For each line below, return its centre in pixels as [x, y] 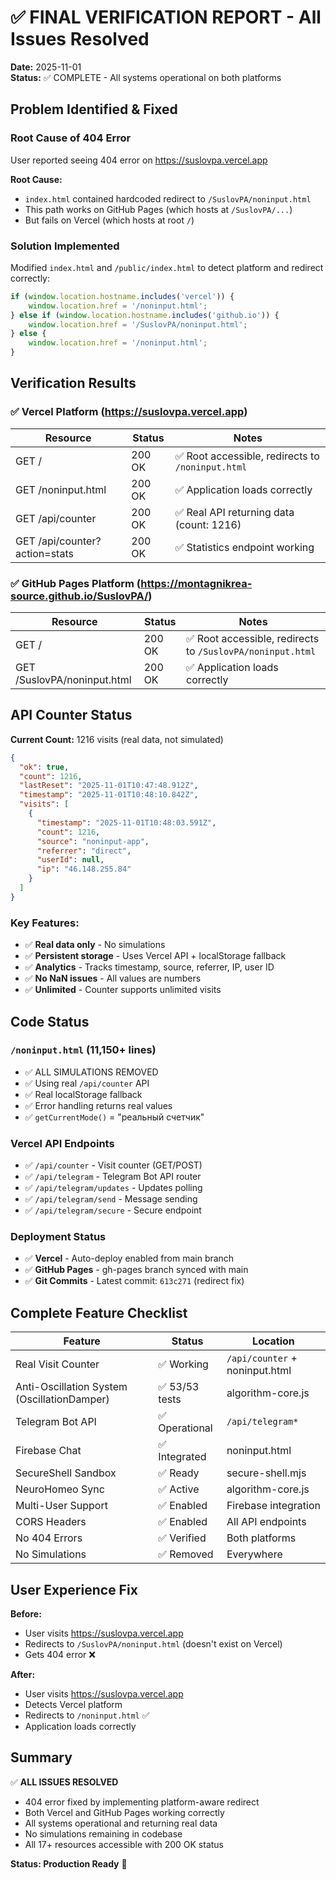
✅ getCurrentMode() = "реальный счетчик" [114, 1117]
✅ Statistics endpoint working [244, 547]
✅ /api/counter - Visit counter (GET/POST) [113, 1165]
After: [23, 1675]
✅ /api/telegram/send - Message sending [111, 1199]
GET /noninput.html [61, 489]
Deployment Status [58, 1237]
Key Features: [45, 923]
